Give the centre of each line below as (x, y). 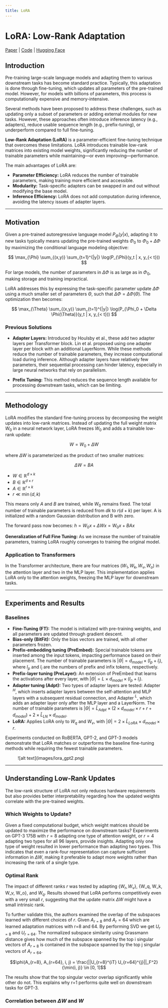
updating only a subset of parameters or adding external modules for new (81, 114)
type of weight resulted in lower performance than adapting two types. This (83, 846)
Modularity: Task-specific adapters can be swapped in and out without (86, 186)
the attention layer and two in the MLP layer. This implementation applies (80, 572)
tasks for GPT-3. (22, 987)
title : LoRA (17, 11)
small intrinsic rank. (25, 905)
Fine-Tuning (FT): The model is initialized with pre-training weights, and (86, 628)
